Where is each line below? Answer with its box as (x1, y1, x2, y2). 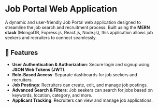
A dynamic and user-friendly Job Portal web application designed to (5, 19, 141, 25)
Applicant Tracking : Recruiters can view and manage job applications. (12, 97, 153, 103)
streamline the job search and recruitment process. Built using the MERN (5, 24, 150, 30)
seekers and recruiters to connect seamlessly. (5, 35, 97, 40)
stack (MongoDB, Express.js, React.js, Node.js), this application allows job (5, 29, 153, 35)
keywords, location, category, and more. (12, 92, 93, 98)
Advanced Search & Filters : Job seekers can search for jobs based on (12, 87, 153, 93)
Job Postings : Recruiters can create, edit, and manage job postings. (12, 82, 148, 88)
